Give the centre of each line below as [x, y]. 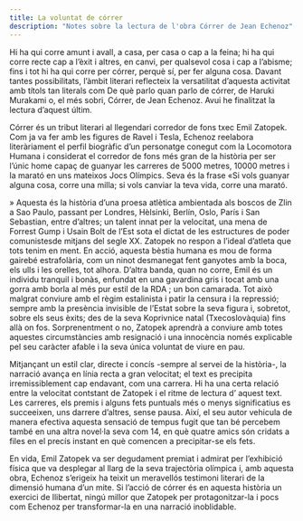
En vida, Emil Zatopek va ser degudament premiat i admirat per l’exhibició [146, 459]
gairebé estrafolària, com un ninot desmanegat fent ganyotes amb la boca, [148, 260]
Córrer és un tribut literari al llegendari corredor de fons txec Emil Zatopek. [148, 127]
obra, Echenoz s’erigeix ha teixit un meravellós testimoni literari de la [137, 478]
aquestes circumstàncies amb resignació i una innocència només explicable [151, 336]
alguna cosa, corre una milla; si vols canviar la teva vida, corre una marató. [148, 185]
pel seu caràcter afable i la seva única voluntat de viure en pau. [128, 346]
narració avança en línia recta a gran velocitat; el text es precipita [131, 374]
